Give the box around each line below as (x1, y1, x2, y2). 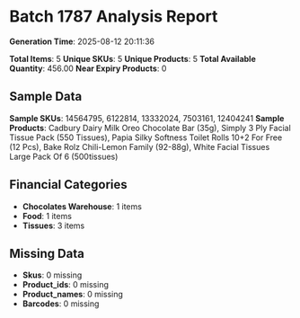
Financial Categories (9, 177, 128, 192)
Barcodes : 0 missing (22, 298, 100, 309)
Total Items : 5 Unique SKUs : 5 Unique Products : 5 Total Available (9, 53, 256, 64)
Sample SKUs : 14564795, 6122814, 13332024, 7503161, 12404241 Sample (9, 112, 285, 123)
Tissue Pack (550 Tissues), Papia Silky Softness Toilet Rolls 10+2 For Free (9, 132, 283, 143)
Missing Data (9, 245, 85, 261)
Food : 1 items (22, 210, 72, 221)
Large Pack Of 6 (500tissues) (9, 151, 119, 162)
